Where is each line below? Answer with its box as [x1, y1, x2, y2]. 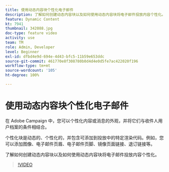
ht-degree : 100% [5, 73, 39, 78]
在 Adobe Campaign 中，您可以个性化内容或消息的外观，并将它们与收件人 [5, 117, 158, 123]
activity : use [5, 36, 35, 41]
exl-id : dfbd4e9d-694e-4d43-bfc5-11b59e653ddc [5, 54, 105, 59]
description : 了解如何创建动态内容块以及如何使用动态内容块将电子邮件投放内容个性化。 [5, 12, 166, 17]
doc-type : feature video [5, 31, 57, 36]
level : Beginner [5, 49, 39, 54]
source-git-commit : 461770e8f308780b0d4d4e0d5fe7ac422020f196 [5, 59, 138, 64]
